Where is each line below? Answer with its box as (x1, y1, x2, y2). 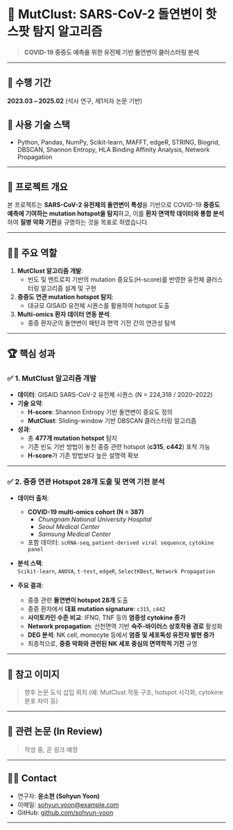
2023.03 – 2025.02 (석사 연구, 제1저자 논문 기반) (7, 97, 143, 105)
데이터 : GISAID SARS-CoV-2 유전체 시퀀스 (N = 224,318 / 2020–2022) (17, 390, 213, 398)
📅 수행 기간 (7, 77, 52, 89)
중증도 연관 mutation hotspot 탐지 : (17, 293, 114, 301)
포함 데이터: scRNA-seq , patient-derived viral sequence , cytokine (27, 538, 214, 546)
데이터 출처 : (17, 494, 49, 503)
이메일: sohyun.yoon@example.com (17, 800, 119, 808)
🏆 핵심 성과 (7, 348, 55, 359)
